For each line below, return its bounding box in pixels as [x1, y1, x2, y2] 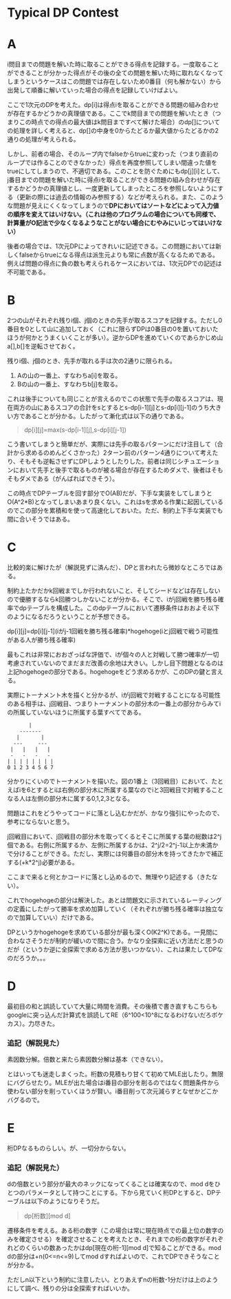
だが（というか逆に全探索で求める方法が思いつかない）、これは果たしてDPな [7, 945, 223, 953]
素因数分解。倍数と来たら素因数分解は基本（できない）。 [7, 1055, 167, 1064]
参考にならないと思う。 [7, 817, 74, 826]
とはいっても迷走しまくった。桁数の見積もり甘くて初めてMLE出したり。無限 [7, 1070, 223, 1078]
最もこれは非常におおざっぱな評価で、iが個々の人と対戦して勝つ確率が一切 [7, 651, 219, 658]
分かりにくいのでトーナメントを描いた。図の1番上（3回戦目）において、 [7, 777, 212, 785]
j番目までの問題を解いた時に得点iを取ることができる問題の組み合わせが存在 [7, 176, 221, 184]
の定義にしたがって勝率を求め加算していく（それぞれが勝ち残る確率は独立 [7, 905, 218, 913]
